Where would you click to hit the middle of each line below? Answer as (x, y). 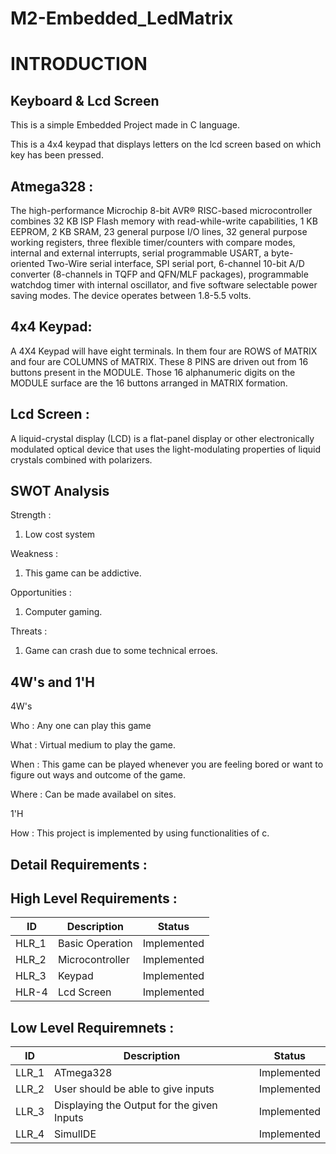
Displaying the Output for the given (136, 1105)
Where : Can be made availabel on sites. (93, 794)
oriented (27, 263)
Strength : (31, 515)
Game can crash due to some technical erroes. (121, 651)
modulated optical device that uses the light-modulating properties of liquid (166, 449)
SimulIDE (75, 1134)
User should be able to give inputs (134, 1089)
